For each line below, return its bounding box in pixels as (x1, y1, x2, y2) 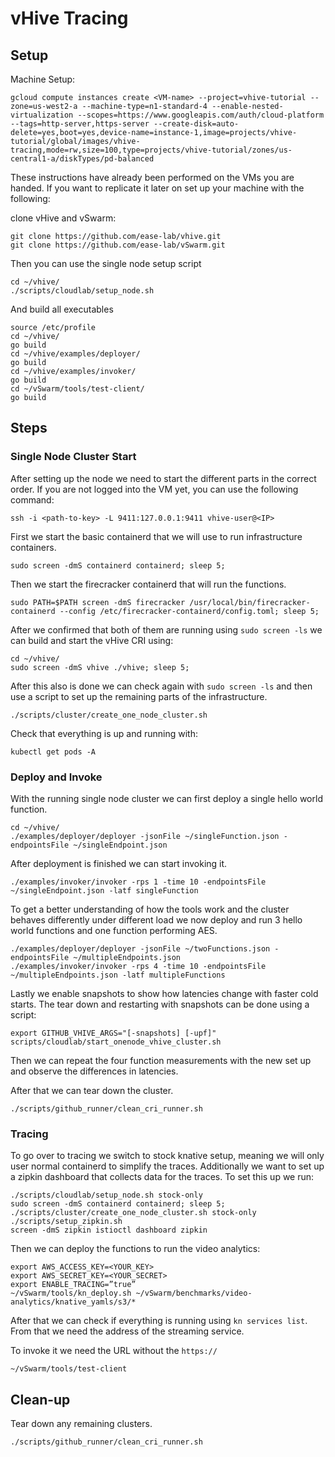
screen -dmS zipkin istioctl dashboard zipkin (10, 1225, 208, 1236)
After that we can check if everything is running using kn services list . (10, 1315, 308, 1327)
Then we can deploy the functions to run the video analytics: (10, 1243, 261, 1255)
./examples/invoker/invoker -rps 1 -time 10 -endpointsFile (10, 877, 267, 887)
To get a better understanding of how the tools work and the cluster (10, 903, 290, 915)
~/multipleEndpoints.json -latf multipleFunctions (10, 970, 226, 980)
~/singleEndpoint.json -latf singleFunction (10, 885, 199, 896)
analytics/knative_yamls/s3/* (10, 1297, 137, 1307)
